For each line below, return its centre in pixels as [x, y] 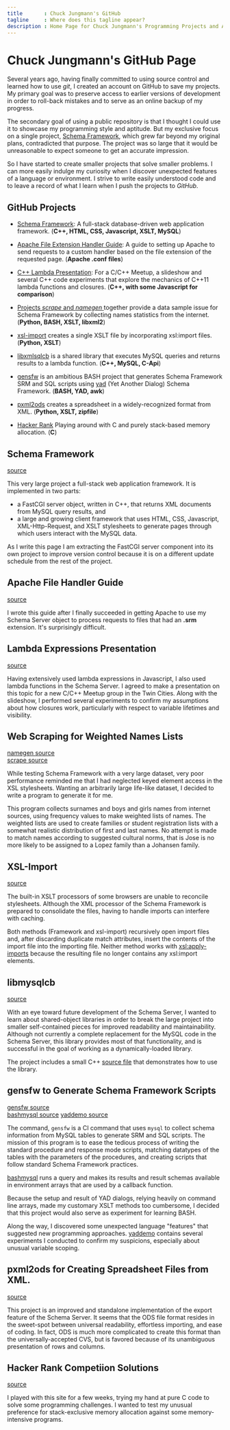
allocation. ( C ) [37, 432]
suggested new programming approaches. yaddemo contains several [105, 1233]
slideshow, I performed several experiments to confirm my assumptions [108, 700]
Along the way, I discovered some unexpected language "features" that [108, 1226]
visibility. [20, 715]
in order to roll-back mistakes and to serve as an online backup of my [105, 101]
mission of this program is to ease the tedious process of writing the [103, 1142]
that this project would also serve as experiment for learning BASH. [102, 1213]
